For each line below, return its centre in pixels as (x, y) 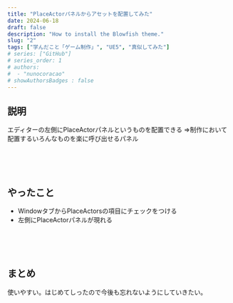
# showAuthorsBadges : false (51, 80)
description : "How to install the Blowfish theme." (86, 34)
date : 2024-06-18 (33, 21)
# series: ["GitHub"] (40, 54)
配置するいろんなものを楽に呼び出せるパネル (73, 139)
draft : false (27, 27)
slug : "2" (22, 41)
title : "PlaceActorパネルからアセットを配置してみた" (80, 14)
